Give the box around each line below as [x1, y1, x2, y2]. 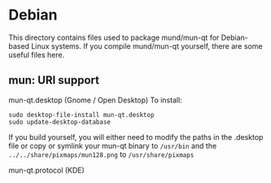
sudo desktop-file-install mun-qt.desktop [8, 111, 155, 119]
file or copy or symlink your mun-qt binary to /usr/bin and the [8, 141, 217, 150]
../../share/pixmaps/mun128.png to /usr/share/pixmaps [8, 149, 195, 159]
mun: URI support [8, 73, 100, 87]
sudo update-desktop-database [8, 118, 111, 126]
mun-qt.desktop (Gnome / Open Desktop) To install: [8, 95, 183, 105]
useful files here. [8, 50, 65, 59]
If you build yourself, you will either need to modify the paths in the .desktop [8, 132, 264, 142]
